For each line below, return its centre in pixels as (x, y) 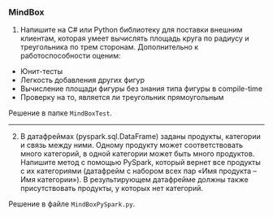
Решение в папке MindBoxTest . (60, 113)
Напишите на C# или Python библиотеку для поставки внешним (131, 30)
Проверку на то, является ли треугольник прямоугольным (122, 98)
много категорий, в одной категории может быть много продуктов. (137, 154)
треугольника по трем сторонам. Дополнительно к (109, 47)
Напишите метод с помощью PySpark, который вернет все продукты (141, 163)
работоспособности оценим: (70, 56)
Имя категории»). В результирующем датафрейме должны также (134, 180)
